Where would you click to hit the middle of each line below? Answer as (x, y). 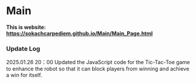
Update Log (23, 48)
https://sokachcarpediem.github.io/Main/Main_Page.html (80, 33)
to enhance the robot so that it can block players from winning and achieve (98, 69)
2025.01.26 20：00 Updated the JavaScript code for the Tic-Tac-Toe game (98, 62)
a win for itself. (24, 75)
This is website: (26, 27)
